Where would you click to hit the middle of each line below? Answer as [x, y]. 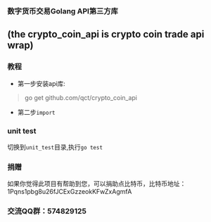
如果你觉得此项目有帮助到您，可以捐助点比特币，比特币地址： [97, 184]
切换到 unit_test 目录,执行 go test [55, 147]
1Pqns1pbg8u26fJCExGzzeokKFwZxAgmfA [70, 192]
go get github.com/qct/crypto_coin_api [81, 97]
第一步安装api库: [41, 83]
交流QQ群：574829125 [47, 211]
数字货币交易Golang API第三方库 [63, 11]
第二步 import [36, 112]
